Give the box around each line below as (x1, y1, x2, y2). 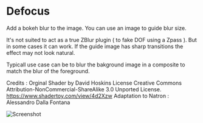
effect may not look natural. (6, 49, 75, 56)
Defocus (6, 4, 50, 18)
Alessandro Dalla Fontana (6, 99, 71, 106)
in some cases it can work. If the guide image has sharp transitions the (6, 43, 184, 50)
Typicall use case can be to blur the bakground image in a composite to (6, 61, 185, 68)
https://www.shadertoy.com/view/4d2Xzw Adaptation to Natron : (6, 92, 169, 99)
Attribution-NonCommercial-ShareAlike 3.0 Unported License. (6, 85, 162, 93)
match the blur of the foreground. (6, 67, 90, 74)
